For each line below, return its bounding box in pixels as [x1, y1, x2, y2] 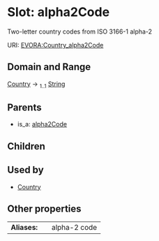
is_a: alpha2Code [17, 120, 68, 129]
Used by [7, 164, 44, 176]
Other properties [7, 203, 82, 214]
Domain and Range [7, 61, 91, 73]
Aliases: [10, 223, 38, 233]
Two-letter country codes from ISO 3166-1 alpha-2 [7, 27, 152, 36]
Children [7, 140, 45, 152]
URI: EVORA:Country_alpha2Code [7, 41, 104, 49]
